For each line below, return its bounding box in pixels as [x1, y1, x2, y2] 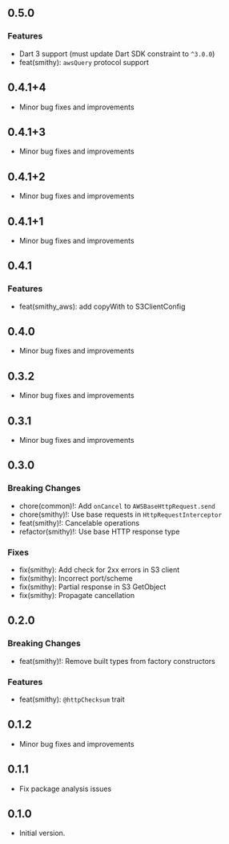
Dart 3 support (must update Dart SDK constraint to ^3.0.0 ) [18, 48, 215, 59]
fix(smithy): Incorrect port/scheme [18, 574, 133, 584]
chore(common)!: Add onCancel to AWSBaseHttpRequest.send [18, 501, 215, 510]
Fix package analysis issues [18, 784, 112, 793]
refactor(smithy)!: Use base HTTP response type [18, 526, 180, 536]
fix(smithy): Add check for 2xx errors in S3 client [18, 565, 180, 575]
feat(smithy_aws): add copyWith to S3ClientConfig [18, 301, 186, 311]
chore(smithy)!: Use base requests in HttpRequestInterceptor [18, 510, 222, 519]
